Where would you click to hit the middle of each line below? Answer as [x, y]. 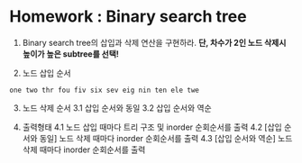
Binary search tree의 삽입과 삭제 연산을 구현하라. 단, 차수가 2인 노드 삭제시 [154, 42]
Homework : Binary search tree [128, 17]
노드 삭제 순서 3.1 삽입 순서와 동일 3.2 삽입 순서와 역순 [117, 108]
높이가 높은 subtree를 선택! [71, 54]
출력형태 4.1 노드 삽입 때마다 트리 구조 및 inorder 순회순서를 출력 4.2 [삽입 [152, 127]
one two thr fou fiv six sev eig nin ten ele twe [105, 90]
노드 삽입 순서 [46, 73]
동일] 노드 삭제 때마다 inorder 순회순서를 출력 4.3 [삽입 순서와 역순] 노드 [166, 138]
